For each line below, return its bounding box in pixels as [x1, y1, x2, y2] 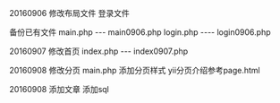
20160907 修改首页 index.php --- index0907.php [9, 46, 189, 56]
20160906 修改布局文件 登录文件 [9, 8, 130, 18]
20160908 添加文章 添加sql [9, 84, 109, 94]
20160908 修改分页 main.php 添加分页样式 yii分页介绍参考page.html [9, 65, 261, 75]
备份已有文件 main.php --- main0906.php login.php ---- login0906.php [9, 27, 271, 38]
